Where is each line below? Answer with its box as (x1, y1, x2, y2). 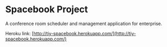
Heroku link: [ (5, 30, 34, 36)
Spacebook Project (5, 4, 88, 15)
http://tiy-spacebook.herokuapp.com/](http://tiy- (33, 30, 136, 36)
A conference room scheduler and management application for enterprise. (5, 20, 162, 27)
